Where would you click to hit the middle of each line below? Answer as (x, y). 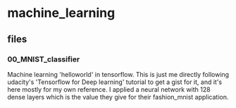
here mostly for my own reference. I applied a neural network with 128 (109, 89)
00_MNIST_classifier (44, 59)
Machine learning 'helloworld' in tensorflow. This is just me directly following (118, 74)
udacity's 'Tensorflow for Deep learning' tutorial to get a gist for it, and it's (115, 82)
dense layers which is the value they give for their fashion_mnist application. (118, 97)
